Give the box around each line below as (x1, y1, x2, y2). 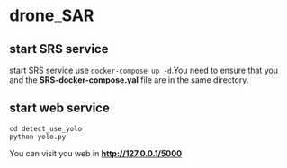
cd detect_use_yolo (9, 124, 83, 133)
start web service (9, 101, 110, 116)
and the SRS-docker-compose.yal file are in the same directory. (9, 75, 249, 85)
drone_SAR (9, 5, 94, 26)
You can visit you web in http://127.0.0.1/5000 (9, 147, 183, 158)
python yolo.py (9, 132, 67, 141)
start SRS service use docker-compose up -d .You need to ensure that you (9, 65, 279, 75)
